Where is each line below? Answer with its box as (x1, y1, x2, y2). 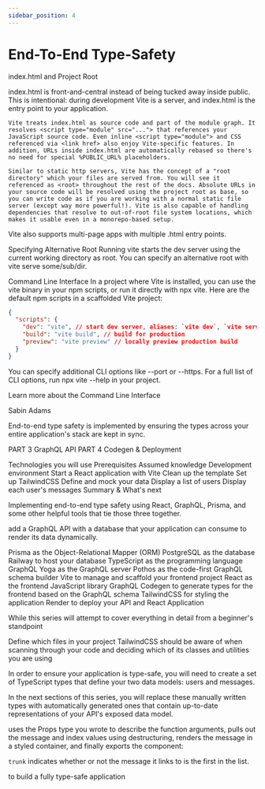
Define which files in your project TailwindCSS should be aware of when (8, 636, 243, 646)
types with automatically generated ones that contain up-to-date (8, 701, 218, 710)
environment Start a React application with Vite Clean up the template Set (8, 468, 247, 478)
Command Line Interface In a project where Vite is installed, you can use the (8, 277, 256, 286)
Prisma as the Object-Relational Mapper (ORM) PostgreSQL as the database (8, 547, 256, 556)
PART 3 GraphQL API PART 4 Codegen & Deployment (8, 445, 181, 454)
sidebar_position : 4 (8, 11, 77, 20)
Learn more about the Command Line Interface (8, 390, 161, 400)
